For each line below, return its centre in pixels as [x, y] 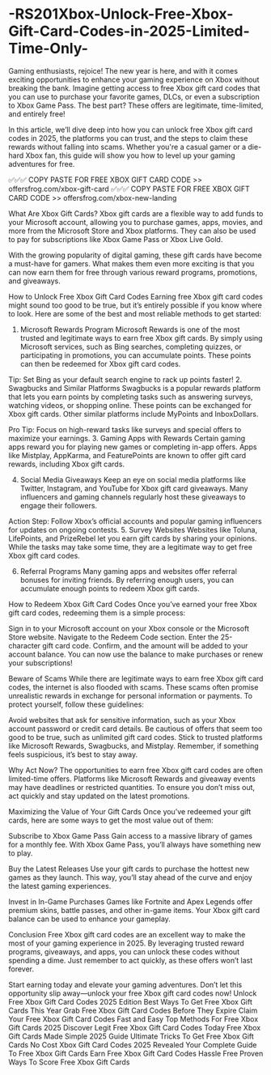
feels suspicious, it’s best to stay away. [73, 754]
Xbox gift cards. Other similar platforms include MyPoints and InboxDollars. [133, 414]
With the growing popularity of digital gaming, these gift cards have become [135, 255]
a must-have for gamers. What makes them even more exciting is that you [131, 263]
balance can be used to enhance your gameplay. [90, 919]
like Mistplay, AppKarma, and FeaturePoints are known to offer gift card [127, 455]
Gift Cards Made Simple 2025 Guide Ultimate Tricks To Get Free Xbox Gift [131, 1036]
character [25, 645]
